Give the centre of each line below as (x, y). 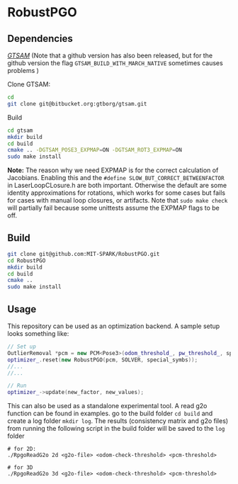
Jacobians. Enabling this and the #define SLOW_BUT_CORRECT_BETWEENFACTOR (116, 178)
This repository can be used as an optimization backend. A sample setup (114, 326)
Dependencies (40, 39)
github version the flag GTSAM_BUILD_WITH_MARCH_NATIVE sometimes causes (115, 63)
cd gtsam (20, 130)
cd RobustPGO (27, 260)
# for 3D (20, 468)
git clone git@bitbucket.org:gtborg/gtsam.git (77, 103)
